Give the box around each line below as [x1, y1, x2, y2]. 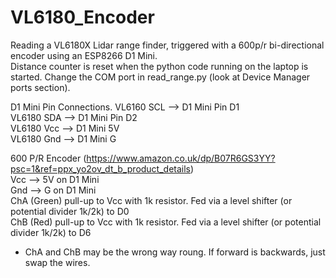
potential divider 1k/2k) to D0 [10, 205, 130, 217]
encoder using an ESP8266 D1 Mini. [10, 49, 158, 61]
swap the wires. [24, 256, 91, 268]
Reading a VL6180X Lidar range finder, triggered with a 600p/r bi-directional [10, 39, 325, 51]
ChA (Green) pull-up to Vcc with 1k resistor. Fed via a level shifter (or [10, 194, 293, 206]
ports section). [10, 81, 71, 93]
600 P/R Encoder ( [10, 152, 87, 164]
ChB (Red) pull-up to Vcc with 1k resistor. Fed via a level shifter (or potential [10, 216, 322, 228]
